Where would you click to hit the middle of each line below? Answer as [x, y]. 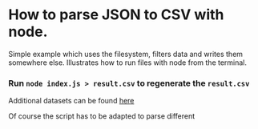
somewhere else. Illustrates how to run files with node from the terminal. [127, 62]
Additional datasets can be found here [71, 101]
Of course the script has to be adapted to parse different [102, 116]
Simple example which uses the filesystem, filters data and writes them [125, 54]
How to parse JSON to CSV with [116, 15]
